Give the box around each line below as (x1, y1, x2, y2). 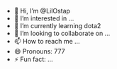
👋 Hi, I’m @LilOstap (13, 7, 71, 15)
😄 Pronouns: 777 (13, 47, 65, 56)
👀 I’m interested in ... (13, 14, 74, 23)
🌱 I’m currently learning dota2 (13, 22, 101, 30)
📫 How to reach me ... (13, 37, 80, 45)
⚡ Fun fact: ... (13, 55, 53, 63)
